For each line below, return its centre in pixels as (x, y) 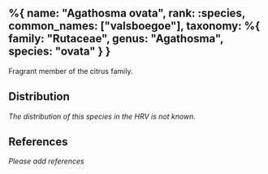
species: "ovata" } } (60, 52)
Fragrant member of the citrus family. (71, 71)
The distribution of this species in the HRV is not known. (102, 116)
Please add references (46, 161)
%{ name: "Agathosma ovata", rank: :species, (127, 13)
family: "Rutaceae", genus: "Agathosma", (116, 39)
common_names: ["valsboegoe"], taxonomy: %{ (134, 26)
